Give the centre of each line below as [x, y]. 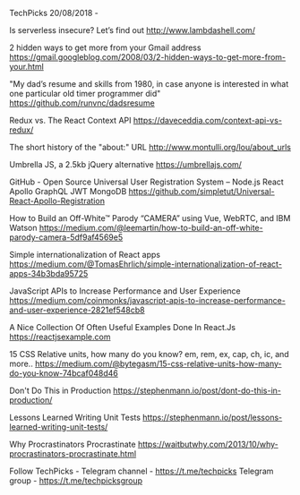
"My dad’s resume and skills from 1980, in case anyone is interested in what [149, 84]
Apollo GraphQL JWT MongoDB [68, 191]
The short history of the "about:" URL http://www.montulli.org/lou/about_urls [150, 147]
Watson [23, 228]
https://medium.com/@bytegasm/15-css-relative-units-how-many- [158, 363]
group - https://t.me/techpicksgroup [76, 481]
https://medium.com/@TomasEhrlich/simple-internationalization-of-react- [146, 264]
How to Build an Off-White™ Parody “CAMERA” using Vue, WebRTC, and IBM [150, 218]
